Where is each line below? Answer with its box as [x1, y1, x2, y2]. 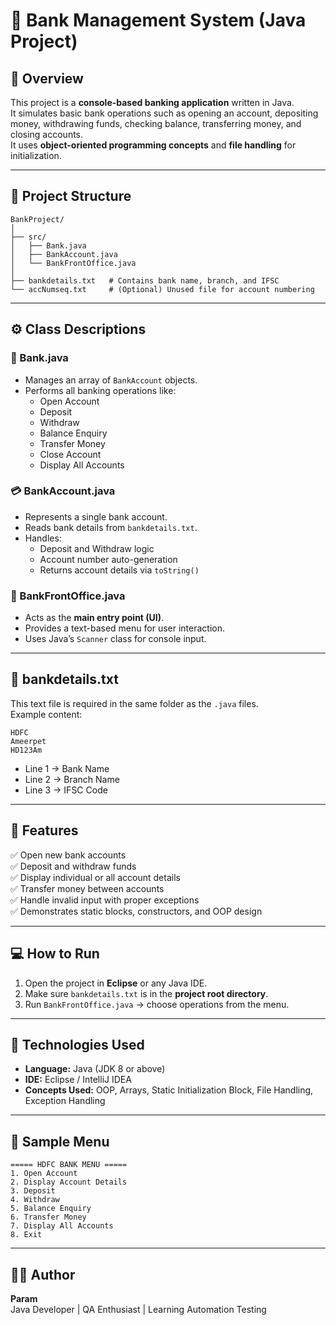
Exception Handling [24, 1095, 106, 1107]
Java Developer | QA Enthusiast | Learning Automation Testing [10, 1303, 267, 1315]
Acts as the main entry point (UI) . [24, 612, 165, 624]
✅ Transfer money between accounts [10, 882, 165, 894]
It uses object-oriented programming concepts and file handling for [10, 139, 297, 151]
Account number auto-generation [39, 553, 178, 565]
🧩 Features [10, 822, 79, 839]
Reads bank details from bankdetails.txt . [24, 521, 198, 533]
